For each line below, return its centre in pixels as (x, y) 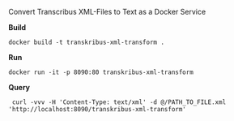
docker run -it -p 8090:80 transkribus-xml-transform (101, 72)
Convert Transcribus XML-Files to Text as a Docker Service (107, 12)
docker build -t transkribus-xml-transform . (86, 42)
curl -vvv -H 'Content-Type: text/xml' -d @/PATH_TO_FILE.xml (119, 102)
